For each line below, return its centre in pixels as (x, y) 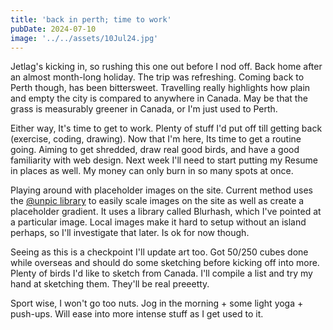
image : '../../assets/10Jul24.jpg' (84, 38)
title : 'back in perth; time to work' (91, 19)
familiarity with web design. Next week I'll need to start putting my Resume (164, 160)
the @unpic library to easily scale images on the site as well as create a (157, 201)
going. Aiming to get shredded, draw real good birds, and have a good (155, 150)
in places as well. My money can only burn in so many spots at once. (152, 171)
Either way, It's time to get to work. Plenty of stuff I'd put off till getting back (166, 128)
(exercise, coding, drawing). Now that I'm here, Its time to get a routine (156, 139)
